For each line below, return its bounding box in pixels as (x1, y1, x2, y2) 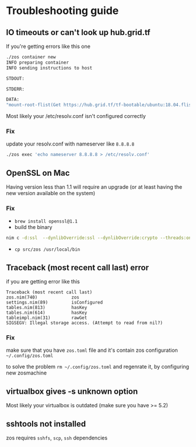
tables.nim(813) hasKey (6, 305, 87, 311)
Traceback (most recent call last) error (6, 262, 149, 272)
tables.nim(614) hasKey (6, 310, 87, 316)
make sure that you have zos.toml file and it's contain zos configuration (6, 346, 178, 354)
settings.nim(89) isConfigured (6, 300, 103, 306)
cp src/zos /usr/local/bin (14, 247, 80, 252)
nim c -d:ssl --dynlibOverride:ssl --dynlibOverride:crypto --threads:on (6, 235, 192, 241)
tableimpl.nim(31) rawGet (6, 315, 87, 321)
